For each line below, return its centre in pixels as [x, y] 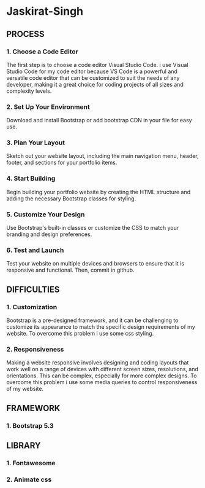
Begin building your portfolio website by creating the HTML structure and [99, 192]
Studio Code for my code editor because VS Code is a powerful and [92, 71]
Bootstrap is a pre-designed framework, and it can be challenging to [92, 320]
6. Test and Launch [35, 250]
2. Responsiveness [35, 349]
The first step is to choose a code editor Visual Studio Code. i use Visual [97, 65]
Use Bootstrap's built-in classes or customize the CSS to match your [93, 228]
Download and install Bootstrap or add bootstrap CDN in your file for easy [99, 120]
